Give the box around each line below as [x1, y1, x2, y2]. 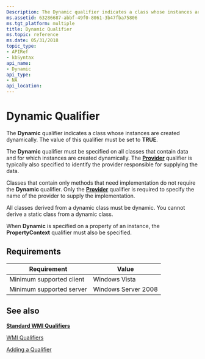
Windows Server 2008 [93, 285, 159, 294]
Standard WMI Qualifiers [6, 322, 71, 329]
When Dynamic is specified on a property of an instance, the [6, 222, 160, 229]
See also [6, 306, 40, 316]
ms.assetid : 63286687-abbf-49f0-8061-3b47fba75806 [6, 15, 138, 21]
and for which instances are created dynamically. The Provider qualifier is [6, 154, 192, 161]
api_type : [6, 72, 32, 78]
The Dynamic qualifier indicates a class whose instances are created [6, 129, 180, 136]
